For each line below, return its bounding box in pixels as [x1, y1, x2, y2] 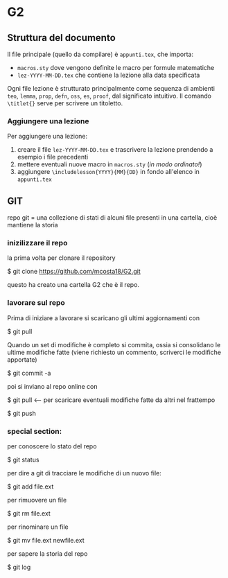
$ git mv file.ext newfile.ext [7, 536, 85, 544]
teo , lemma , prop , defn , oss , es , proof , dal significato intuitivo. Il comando [7, 91, 211, 100]
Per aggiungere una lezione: [7, 132, 88, 141]
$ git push [7, 409, 36, 417]
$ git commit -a [7, 369, 51, 377]
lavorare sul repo [7, 298, 66, 308]
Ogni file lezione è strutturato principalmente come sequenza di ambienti [7, 85, 215, 92]
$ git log [7, 563, 31, 571]
